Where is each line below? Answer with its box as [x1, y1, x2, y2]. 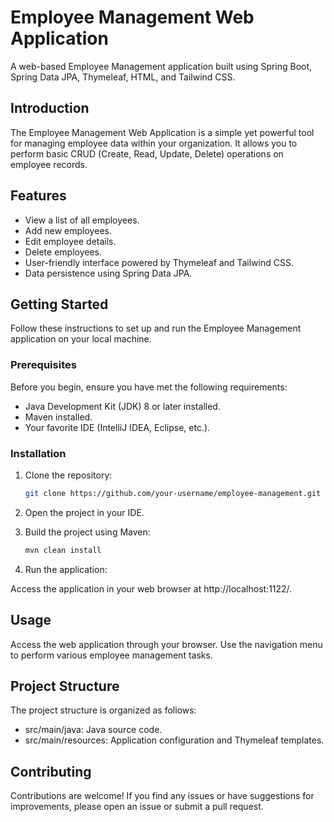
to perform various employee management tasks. [10, 649, 213, 661]
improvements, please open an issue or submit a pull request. [10, 801, 264, 813]
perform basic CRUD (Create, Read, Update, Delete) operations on [10, 147, 284, 160]
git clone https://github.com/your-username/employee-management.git [24, 488, 322, 498]
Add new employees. [24, 224, 112, 236]
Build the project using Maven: [24, 526, 151, 538]
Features [10, 187, 67, 205]
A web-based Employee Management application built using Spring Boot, [10, 60, 313, 72]
